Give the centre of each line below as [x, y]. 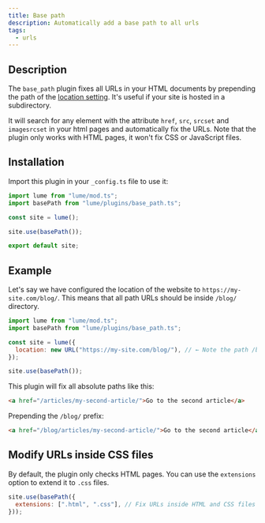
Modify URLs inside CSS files [81, 455]
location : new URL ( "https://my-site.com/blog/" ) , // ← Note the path [132, 350]
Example [30, 271]
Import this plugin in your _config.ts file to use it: [88, 181]
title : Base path [37, 15]
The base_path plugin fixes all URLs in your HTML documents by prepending [132, 88]
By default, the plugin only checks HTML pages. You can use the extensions [132, 474]
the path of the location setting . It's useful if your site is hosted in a [117, 97]
